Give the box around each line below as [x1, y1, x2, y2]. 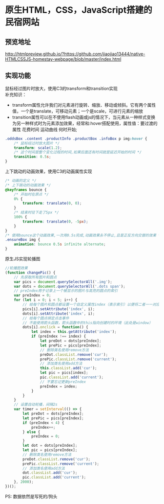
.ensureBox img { [5, 237, 41, 242]
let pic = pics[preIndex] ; [22, 448, 78, 453]
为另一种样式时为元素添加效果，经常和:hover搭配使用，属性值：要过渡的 [12, 120, 158, 126]
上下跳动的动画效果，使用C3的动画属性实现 [5, 168, 92, 174]
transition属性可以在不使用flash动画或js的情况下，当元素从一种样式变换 [12, 114, 156, 120]
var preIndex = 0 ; [14, 293, 51, 298]
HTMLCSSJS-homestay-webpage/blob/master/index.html [5, 56, 122, 62]
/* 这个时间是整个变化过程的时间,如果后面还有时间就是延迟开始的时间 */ [14, 150, 142, 155]
